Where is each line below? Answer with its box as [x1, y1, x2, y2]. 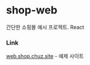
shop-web [6, 4, 58, 17]
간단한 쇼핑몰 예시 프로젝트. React [6, 23, 84, 30]
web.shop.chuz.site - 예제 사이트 [6, 53, 84, 60]
